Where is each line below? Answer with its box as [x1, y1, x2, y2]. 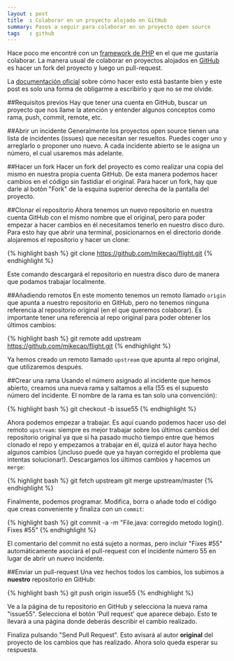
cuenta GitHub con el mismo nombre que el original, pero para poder [7, 213, 205, 222]
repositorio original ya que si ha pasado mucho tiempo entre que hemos [7, 433, 214, 441]
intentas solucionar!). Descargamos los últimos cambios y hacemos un [7, 455, 211, 464]
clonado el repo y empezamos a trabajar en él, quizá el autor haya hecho [7, 441, 217, 449]
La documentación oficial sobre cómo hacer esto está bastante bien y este [7, 78, 222, 86]
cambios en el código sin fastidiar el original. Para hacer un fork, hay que [7, 178, 218, 186]
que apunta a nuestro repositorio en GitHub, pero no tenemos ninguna [7, 299, 210, 307]
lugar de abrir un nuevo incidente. [7, 554, 105, 563]
